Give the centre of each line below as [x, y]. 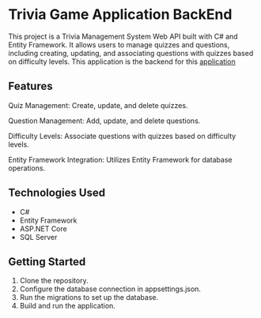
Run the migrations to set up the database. [89, 297]
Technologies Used [57, 193]
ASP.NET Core [43, 228]
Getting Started [47, 262]
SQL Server [38, 237]
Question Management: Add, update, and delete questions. [104, 121]
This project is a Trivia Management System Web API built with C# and [123, 36]
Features [30, 86]
